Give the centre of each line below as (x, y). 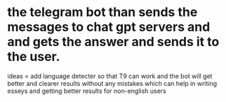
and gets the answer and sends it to (113, 42)
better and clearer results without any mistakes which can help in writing (112, 83)
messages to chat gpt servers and (109, 27)
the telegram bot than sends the (102, 12)
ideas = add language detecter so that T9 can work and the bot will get (110, 76)
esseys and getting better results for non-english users (87, 91)
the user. (34, 57)
